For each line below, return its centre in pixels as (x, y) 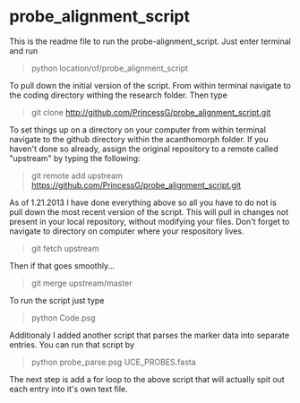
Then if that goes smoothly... (62, 265)
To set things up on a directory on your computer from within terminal (138, 129)
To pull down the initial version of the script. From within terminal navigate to (150, 85)
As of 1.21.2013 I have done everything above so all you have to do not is (143, 202)
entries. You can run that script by (72, 344)
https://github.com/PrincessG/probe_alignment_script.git (136, 184)
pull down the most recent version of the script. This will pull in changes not (149, 211)
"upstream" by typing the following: (75, 158)
